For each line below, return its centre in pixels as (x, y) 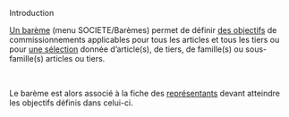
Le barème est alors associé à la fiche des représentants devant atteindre (144, 93)
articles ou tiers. (75, 58)
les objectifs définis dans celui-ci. (71, 103)
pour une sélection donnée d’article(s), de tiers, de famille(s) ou (127, 49)
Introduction (32, 13)
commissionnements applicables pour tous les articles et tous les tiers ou (144, 40)
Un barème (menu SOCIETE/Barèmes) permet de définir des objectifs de (143, 30)
